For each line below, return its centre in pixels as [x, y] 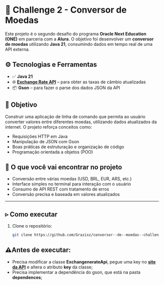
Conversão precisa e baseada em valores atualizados [66, 194]
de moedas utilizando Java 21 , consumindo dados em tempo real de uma [79, 44]
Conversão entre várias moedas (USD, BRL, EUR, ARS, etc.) [72, 179]
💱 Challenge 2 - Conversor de [66, 10]
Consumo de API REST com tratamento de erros [61, 189]
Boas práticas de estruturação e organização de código [68, 147]
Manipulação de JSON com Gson [46, 141]
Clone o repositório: [32, 226]
